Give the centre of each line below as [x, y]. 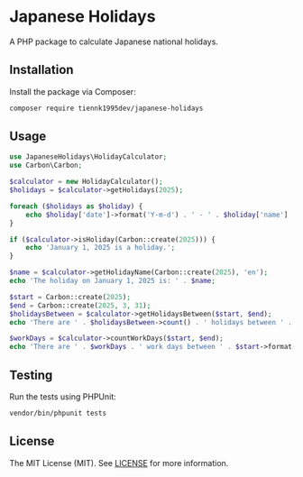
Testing [31, 375]
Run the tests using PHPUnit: [63, 397]
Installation [41, 70]
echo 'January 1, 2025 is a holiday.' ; [101, 248]
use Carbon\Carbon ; [46, 165]
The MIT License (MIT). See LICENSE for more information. [119, 463]
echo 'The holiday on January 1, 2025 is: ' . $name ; [113, 281]
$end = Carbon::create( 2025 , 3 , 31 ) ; [80, 305]
